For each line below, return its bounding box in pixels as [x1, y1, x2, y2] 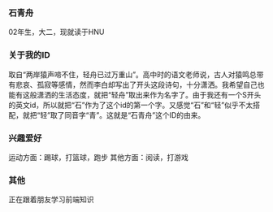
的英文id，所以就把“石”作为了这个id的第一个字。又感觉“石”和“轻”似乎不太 [8, 100, 253, 110]
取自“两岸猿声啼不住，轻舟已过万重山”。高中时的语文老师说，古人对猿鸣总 [8, 69, 258, 79]
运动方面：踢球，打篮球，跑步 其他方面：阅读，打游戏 [8, 152, 188, 162]
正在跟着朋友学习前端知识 [8, 195, 94, 205]
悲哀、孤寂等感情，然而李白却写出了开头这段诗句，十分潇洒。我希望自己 [15, 80, 258, 89]
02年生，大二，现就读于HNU [8, 27, 105, 37]
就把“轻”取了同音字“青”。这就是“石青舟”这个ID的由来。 [22, 110, 206, 119]
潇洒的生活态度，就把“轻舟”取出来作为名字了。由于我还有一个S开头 [36, 89, 262, 99]
